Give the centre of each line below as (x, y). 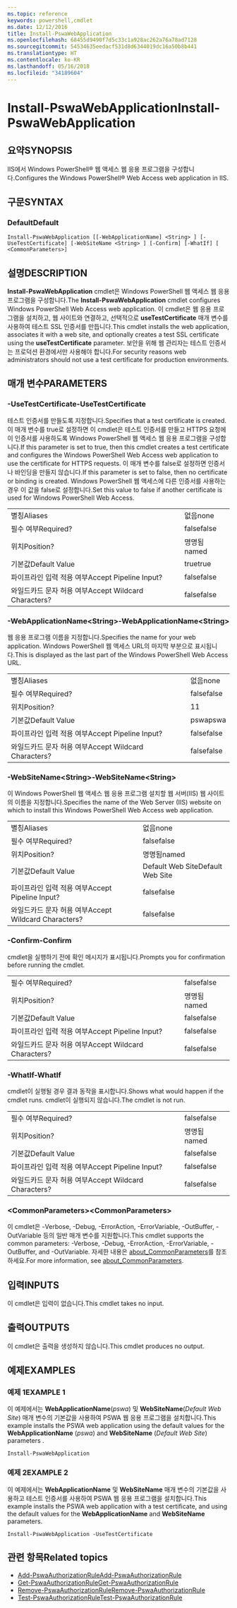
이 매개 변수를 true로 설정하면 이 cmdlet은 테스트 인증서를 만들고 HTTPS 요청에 (117, 429)
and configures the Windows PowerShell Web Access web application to (113, 455)
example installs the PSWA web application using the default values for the (116, 1426)
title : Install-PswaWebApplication (60, 34)
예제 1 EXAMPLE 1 (36, 1393)
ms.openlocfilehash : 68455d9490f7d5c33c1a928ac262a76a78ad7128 (102, 40)
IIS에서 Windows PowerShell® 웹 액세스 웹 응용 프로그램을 (89, 169)
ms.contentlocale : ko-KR (44, 60)
